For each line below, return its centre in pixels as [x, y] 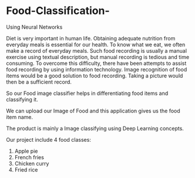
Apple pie [26, 151]
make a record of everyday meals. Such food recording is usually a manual [96, 50]
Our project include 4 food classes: [48, 139]
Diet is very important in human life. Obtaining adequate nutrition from [91, 38]
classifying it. [22, 99]
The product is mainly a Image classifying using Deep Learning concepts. [95, 128]
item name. [20, 117]
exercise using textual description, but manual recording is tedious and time [98, 57]
